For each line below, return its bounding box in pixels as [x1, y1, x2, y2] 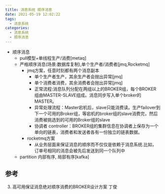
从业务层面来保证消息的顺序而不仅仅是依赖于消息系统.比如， [34, 141, 157, 147]
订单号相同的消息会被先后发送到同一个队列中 [34, 148, 126, 154]
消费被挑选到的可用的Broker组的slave [34, 116, 110, 122]
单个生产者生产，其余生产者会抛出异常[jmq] [34, 74, 123, 79]
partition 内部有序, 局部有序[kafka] [19, 154, 90, 159]
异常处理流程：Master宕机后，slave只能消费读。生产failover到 [34, 104, 161, 110]
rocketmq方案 [27, 135, 55, 141]
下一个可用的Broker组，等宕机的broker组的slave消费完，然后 [34, 111, 158, 116]
